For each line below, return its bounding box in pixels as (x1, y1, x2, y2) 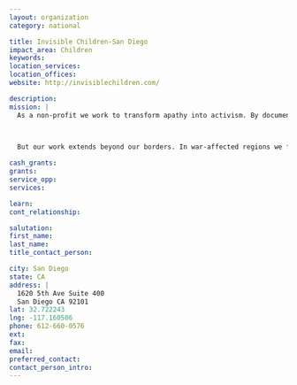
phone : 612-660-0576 (9, 322, 86, 331)
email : (9, 346, 34, 355)
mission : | (9, 103, 49, 112)
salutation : (9, 223, 53, 233)
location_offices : (9, 70, 77, 80)
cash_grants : (9, 158, 57, 168)
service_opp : (9, 175, 57, 184)
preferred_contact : (9, 355, 81, 364)
